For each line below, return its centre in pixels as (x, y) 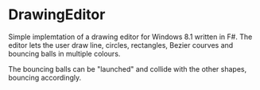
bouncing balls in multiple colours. (64, 53)
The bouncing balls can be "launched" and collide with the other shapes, (128, 68)
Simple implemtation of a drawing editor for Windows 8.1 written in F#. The (130, 37)
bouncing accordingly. (45, 77)
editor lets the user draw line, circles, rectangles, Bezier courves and (121, 45)
